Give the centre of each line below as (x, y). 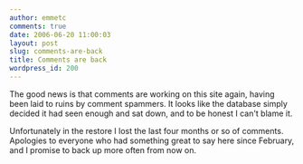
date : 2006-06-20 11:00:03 (60, 34)
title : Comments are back (58, 60)
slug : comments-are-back (56, 52)
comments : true (38, 26)
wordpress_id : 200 (44, 69)
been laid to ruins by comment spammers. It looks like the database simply (148, 103)
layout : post (34, 43)
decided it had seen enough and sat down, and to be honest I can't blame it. (151, 113)
